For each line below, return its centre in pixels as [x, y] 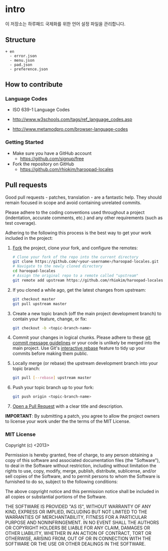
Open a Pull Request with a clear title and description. [68, 406]
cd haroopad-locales [34, 271]
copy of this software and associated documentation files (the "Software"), [83, 461]
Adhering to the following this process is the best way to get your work [78, 233]
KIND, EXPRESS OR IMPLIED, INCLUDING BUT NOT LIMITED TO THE [76, 512]
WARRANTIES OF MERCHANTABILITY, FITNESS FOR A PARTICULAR [76, 517]
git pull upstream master [39, 304]
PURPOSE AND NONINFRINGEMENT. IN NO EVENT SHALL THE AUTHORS [82, 523]
